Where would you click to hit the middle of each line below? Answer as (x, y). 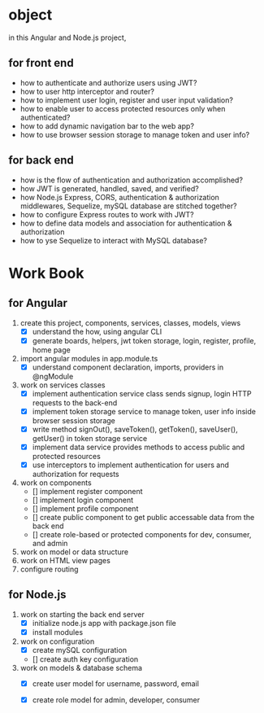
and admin (50, 544)
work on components (56, 483)
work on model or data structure (74, 552)
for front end (41, 63)
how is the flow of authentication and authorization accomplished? (132, 180)
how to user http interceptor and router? (87, 91)
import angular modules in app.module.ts (89, 358)
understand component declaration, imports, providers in (128, 367)
